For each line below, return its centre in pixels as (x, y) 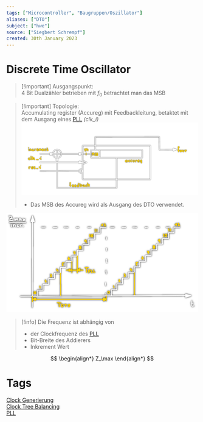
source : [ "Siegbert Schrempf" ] (46, 32)
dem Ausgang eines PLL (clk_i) (60, 119)
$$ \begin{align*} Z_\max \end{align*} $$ (102, 358)
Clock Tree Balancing (33, 406)
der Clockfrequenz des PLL (64, 334)
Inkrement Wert (50, 346)
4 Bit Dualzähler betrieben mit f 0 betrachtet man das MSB (93, 93)
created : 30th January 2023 (42, 39)
